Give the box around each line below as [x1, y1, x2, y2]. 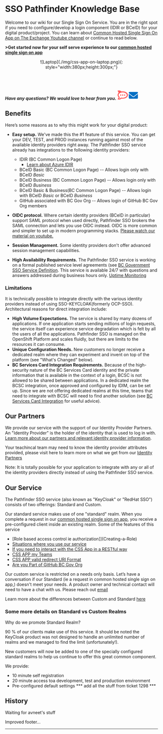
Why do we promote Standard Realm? [5, 619, 81, 625]
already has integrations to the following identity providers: [12, 147, 130, 153]
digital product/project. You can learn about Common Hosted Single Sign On [5, 30, 158, 35]
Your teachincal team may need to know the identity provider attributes [5, 444, 147, 450]
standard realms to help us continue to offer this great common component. [5, 653, 157, 659]
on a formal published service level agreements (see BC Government [12, 262, 150, 268]
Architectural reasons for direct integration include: [5, 306, 107, 312]
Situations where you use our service [12, 541, 87, 547]
